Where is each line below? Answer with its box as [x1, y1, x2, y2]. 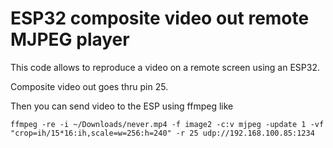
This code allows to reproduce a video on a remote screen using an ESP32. [10, 61, 320, 73]
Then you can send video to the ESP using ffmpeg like [10, 100, 234, 112]
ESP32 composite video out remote [10, 7, 310, 30]
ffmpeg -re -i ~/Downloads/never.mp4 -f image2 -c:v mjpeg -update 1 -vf [10, 119, 325, 129]
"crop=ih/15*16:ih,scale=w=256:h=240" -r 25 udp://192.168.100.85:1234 [10, 128, 315, 138]
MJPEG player [10, 28, 130, 51]
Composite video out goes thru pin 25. [10, 80, 169, 92]
